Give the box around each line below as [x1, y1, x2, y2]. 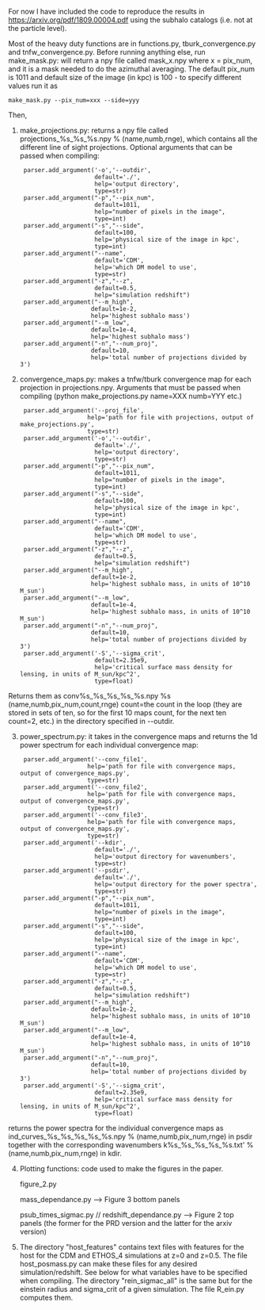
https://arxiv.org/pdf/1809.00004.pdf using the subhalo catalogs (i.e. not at [8, 15, 253, 25]
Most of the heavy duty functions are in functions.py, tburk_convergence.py [8, 39, 256, 48]
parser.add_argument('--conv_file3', [23, 811, 148, 819]
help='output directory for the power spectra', [94, 880, 258, 888]
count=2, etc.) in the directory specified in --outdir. [8, 717, 175, 726]
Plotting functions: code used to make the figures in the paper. [19, 1164, 224, 1173]
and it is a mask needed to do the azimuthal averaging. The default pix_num [8, 64, 256, 74]
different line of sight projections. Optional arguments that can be [19, 143, 233, 151]
